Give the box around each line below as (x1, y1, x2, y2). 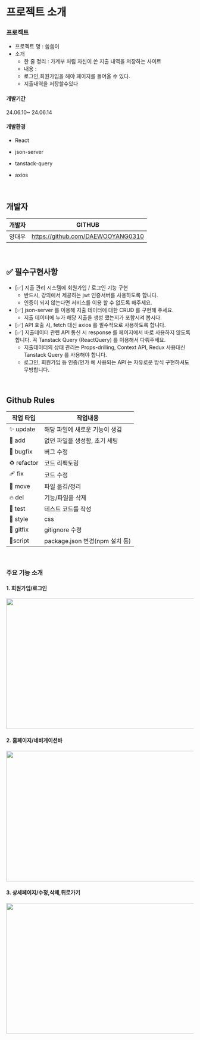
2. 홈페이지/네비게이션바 (6, 737, 62, 744)
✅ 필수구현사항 (6, 267, 58, 277)
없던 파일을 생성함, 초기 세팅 (44, 437, 118, 445)
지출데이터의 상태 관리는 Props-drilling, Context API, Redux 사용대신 (23, 344, 186, 351)
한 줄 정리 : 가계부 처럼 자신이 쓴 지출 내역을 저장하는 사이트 (23, 58, 162, 65)
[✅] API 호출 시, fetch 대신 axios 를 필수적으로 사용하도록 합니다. (14, 321, 166, 328)
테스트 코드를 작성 (44, 505, 92, 513)
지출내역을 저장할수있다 (23, 80, 79, 87)
